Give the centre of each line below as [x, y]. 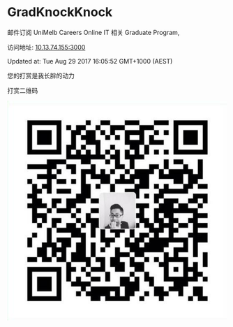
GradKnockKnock [60, 12]
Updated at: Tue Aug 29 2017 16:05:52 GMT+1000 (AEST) [90, 61]
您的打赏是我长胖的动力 [41, 75]
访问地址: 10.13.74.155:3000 [46, 47]
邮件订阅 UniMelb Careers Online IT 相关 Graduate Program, [93, 32]
